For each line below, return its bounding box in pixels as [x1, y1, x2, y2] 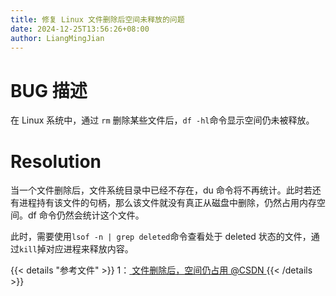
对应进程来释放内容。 [45, 243, 134, 255]
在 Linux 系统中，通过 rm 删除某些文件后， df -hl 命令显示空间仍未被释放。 [10, 114, 315, 126]
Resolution [10, 150, 102, 173]
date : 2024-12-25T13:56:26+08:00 [10, 24, 150, 34]
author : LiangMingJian [10, 33, 105, 43]
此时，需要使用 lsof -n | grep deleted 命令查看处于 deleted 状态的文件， [10, 231, 312, 243]
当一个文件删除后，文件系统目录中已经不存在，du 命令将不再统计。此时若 [10, 184, 313, 196]
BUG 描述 [10, 79, 88, 102]
